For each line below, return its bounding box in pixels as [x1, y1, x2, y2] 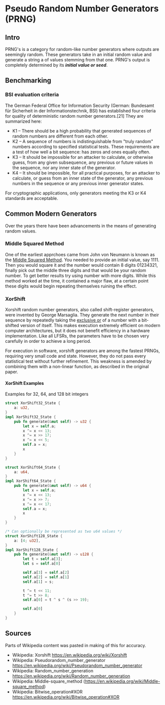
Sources [5, 629, 32, 638]
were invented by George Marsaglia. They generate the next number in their [5, 312, 159, 318]
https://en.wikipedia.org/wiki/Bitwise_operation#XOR [12, 694, 120, 700]
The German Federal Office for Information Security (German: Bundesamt [5, 102, 154, 108]
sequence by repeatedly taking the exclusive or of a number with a [5, 317, 141, 323]
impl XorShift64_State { [5, 478, 56, 484]
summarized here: [5, 118, 42, 124]
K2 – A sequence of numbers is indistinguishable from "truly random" [12, 138, 154, 144]
